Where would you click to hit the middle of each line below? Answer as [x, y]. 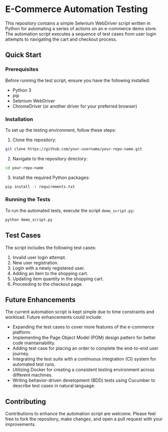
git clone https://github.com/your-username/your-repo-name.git [74, 149]
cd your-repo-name [24, 168]
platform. [22, 332]
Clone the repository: [34, 140]
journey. [21, 354]
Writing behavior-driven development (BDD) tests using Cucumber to [84, 380]
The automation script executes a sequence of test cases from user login [81, 34]
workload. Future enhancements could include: [54, 317]
